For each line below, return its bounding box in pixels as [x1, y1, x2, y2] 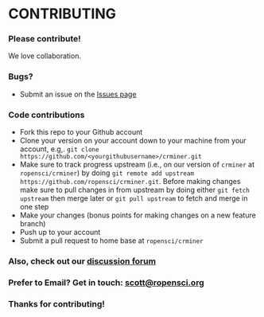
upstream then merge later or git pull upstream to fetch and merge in [19, 194, 248, 203]
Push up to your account [19, 228, 101, 237]
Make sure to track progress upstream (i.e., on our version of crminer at [19, 160, 255, 170]
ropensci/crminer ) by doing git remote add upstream [19, 168, 195, 178]
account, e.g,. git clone [19, 144, 99, 154]
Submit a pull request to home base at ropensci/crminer [19, 236, 204, 245]
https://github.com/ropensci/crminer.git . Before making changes [19, 177, 241, 186]
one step [19, 202, 49, 212]
